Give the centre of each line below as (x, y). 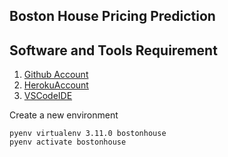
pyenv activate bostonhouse (68, 142)
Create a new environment (64, 115)
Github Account (56, 75)
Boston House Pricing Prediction (112, 16)
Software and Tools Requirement (113, 50)
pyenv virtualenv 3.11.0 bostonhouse (88, 134)
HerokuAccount (56, 85)
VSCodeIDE (48, 96)
